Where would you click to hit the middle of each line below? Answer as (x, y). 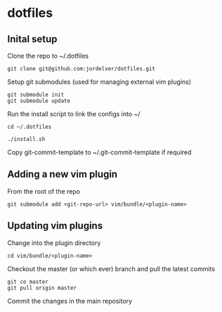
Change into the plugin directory (54, 243)
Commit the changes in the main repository (70, 301)
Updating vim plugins (55, 226)
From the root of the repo (44, 191)
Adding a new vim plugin (63, 174)
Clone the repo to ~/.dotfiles (48, 56)
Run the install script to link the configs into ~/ (74, 114)
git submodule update (39, 101)
